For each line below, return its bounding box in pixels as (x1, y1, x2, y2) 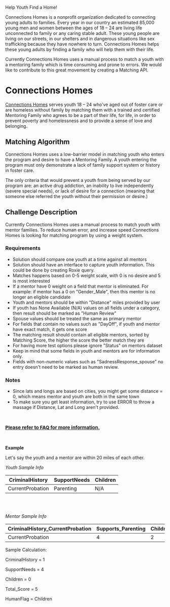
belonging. (5, 123, 28, 129)
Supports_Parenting (96, 525, 146, 533)
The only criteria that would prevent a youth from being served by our (5, 177, 151, 183)
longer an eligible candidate (12, 294, 71, 300)
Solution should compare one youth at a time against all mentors (12, 256, 147, 262)
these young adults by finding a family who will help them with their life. (5, 47, 155, 52)
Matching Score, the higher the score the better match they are (12, 337, 144, 343)
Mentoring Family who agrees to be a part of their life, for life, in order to (5, 112, 156, 118)
